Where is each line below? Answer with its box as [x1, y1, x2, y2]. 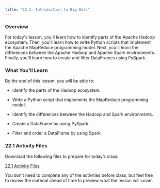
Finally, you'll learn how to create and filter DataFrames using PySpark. [5, 54, 146, 61]
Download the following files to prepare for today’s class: [5, 154, 119, 159]
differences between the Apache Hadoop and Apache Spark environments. [5, 50, 156, 55]
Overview [5, 23, 29, 30]
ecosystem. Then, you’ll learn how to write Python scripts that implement [5, 39, 151, 45]
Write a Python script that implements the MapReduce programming [12, 97, 148, 103]
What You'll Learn [5, 67, 48, 73]
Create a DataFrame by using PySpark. [12, 121, 90, 127]
